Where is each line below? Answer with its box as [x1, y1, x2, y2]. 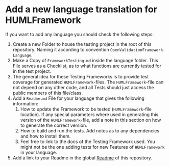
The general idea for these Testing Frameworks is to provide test [12, 73, 149, 79]
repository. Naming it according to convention [12, 46, 110, 52]
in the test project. [12, 68, 52, 74]
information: [12, 100, 38, 106]
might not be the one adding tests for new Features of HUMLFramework [20, 144, 165, 150]
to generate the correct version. [20, 122, 88, 128]
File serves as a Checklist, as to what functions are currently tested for [12, 63, 162, 69]
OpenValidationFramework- [110, 47, 165, 52]
